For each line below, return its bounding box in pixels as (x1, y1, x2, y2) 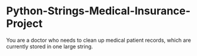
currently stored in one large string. (6, 43, 94, 50)
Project (6, 17, 43, 30)
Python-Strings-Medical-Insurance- (6, 4, 191, 18)
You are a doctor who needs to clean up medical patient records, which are (6, 36, 191, 43)
